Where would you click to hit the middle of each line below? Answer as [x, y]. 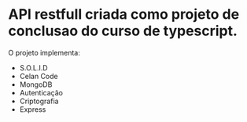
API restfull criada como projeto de [124, 14]
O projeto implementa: [44, 52]
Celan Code [39, 76]
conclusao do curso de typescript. [123, 31]
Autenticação [41, 92]
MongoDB [36, 84]
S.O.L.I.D [34, 67]
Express [33, 109]
